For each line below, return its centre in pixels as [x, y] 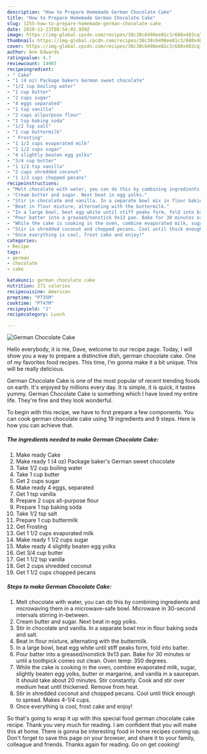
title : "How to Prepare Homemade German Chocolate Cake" [81, 18]
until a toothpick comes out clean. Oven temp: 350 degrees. [92, 661]
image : [15, 35]
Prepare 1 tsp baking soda [49, 507]
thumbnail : [21, 41]
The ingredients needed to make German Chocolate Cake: [83, 439]
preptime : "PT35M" [30, 297]
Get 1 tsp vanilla [36, 494]
